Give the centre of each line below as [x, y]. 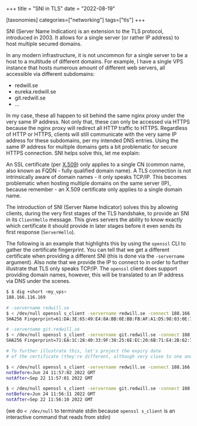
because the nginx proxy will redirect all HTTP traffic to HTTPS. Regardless [97, 128]
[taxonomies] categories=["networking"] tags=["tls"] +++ [76, 20]
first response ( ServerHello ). [41, 232]
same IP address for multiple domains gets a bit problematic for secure [92, 147]
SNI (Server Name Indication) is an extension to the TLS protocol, [85, 31]
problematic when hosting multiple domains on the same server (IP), [89, 183]
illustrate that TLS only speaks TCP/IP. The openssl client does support [92, 268]
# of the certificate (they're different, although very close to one [94, 356]
